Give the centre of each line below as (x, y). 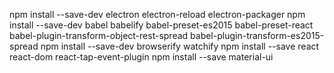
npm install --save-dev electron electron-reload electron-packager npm (157, 14)
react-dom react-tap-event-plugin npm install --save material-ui (141, 57)
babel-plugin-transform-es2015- (257, 35)
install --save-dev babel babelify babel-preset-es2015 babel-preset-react (161, 25)
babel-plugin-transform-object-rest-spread (99, 35)
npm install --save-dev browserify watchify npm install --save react (180, 46)
